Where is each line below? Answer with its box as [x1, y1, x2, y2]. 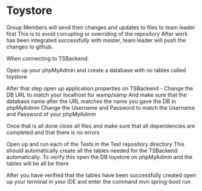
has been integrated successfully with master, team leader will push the [6, 36, 186, 44]
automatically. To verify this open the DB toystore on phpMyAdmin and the [6, 153, 193, 161]
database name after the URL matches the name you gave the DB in [6, 98, 176, 105]
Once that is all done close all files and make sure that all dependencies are [6, 122, 195, 129]
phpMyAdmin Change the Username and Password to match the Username [6, 104, 195, 111]
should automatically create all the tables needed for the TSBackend [6, 147, 178, 154]
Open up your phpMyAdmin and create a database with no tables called [6, 66, 186, 73]
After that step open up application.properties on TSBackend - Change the [6, 84, 193, 92]
